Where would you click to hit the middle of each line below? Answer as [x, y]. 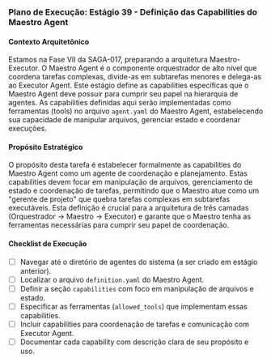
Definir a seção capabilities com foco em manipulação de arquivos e [137, 288]
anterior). [36, 270]
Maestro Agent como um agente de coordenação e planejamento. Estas [128, 173]
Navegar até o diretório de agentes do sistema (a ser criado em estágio [139, 262]
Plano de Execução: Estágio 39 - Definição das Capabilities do [133, 12]
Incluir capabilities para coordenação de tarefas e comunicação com [134, 324]
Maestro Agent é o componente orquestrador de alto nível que [153, 68]
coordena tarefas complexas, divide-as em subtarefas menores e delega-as [135, 77]
